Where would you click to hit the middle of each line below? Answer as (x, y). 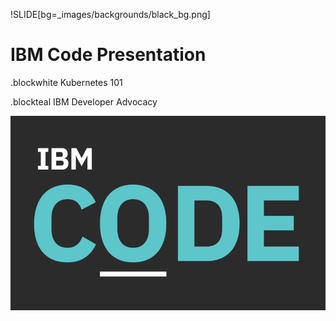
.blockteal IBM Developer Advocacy (84, 101)
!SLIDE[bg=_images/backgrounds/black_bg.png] (110, 14)
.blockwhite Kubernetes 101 (66, 82)
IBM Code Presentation (108, 55)
